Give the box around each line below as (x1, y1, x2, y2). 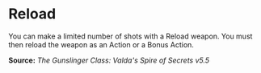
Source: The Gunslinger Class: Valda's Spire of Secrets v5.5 (8, 55, 210, 65)
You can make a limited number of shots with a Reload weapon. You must (8, 31, 253, 41)
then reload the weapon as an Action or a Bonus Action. (8, 39, 194, 49)
